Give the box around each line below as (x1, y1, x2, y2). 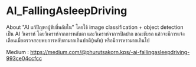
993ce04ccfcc (6, 55, 43, 62)
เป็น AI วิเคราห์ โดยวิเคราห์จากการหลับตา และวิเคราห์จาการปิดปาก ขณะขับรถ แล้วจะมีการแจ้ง (6, 30, 185, 37)
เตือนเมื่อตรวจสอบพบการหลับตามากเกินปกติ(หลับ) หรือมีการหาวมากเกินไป (6, 36, 150, 43)
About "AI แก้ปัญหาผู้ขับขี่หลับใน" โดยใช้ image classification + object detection (6, 24, 184, 31)
